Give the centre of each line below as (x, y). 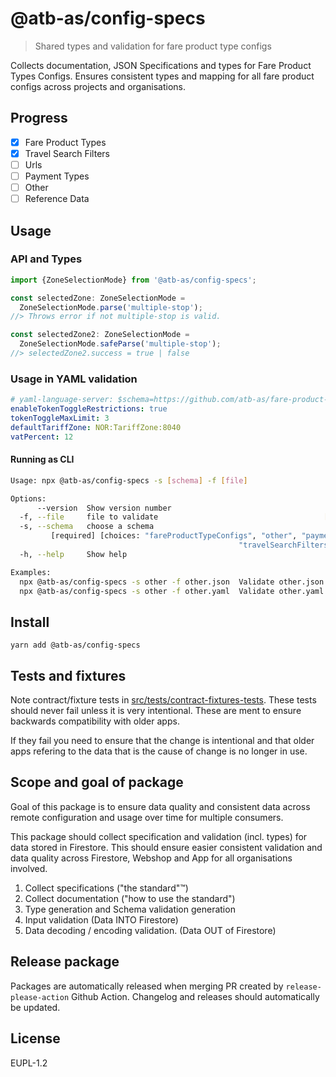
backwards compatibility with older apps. (95, 721)
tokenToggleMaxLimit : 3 (60, 418)
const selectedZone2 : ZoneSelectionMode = (100, 335)
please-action (40, 997)
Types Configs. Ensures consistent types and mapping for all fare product (162, 76)
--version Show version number (104, 508)
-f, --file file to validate (89, 517)
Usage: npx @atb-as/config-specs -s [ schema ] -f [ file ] (129, 480)
